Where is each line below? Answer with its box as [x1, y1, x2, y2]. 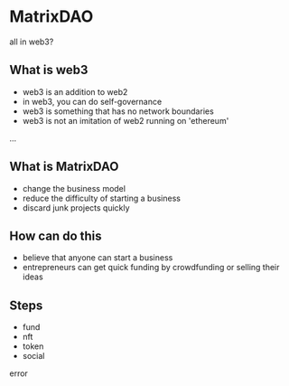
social [22, 351, 45, 362]
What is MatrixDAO [9, 159, 119, 174]
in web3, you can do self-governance [22, 96, 163, 107]
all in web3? [9, 36, 54, 47]
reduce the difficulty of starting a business [22, 193, 181, 203]
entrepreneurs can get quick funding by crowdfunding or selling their [22, 262, 280, 273]
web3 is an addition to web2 [22, 86, 128, 97]
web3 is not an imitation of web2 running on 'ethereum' [22, 115, 229, 126]
